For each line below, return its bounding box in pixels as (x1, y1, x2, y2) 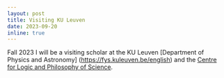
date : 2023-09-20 (7, 23, 58, 30)
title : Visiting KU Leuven (7, 17, 86, 23)
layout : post (7, 10, 45, 17)
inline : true (7, 29, 45, 37)
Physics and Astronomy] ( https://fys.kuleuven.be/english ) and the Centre (7, 56, 217, 64)
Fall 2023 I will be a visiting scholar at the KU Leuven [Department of (7, 48, 205, 57)
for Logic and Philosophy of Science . (7, 63, 113, 71)
